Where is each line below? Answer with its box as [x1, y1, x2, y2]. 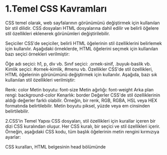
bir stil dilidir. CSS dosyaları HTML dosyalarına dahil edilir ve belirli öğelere [5, 25, 159, 31]
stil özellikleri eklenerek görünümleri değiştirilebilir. [5, 30, 110, 36]
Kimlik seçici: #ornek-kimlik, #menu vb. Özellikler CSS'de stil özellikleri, [5, 66, 153, 72]
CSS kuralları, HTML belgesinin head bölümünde [5, 143, 106, 149]
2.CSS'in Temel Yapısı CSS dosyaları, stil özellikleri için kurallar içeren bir [5, 118, 156, 124]
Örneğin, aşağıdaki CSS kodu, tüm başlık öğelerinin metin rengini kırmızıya [5, 128, 159, 134]
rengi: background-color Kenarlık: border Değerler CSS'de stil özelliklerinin [5, 92, 160, 98]
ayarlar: [5, 134, 21, 140]
